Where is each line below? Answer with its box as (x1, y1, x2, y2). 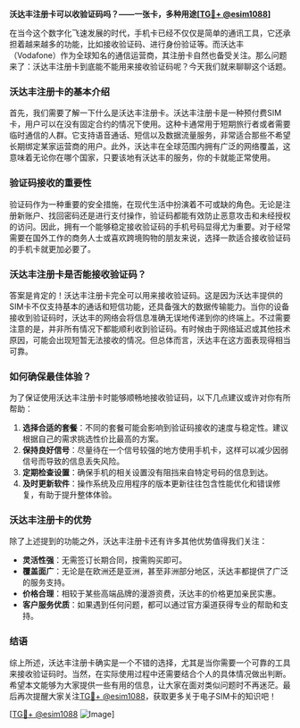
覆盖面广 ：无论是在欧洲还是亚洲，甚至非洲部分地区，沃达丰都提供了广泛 (21, 566, 288, 577)
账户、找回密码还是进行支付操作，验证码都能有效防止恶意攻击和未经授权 (24, 210, 291, 221)
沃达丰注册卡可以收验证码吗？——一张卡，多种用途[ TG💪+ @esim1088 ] (9, 9, 271, 19)
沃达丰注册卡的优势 (9, 514, 92, 526)
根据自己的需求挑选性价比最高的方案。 (21, 433, 163, 445)
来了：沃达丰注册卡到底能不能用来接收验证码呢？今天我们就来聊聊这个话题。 (9, 62, 291, 71)
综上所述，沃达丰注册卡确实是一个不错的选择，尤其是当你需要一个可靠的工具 (9, 657, 291, 668)
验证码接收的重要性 (9, 177, 92, 189)
